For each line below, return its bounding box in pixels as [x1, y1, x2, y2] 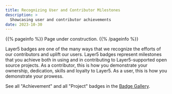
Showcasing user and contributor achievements [10, 17, 111, 22]
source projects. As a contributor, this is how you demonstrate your [5, 62, 148, 68]
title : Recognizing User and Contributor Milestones [5, 7, 121, 13]
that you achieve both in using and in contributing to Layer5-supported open [5, 57, 167, 63]
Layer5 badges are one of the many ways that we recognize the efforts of [5, 46, 161, 52]
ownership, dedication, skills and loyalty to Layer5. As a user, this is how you [5, 68, 167, 74]
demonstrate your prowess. [5, 73, 64, 80]
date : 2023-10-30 [5, 22, 43, 27]
